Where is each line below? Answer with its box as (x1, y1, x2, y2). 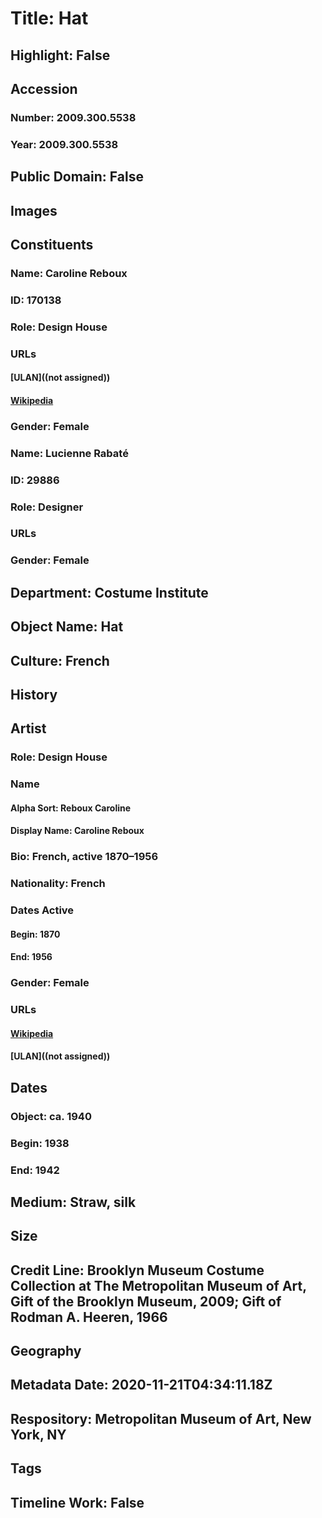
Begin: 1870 (10, 928, 61, 940)
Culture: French (10, 652, 110, 669)
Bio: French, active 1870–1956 (10, 850, 159, 864)
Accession (10, 80, 78, 97)
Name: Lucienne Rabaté (10, 446, 129, 460)
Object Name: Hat (10, 618, 124, 636)
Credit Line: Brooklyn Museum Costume (10, 1262, 265, 1279)
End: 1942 (10, 1163, 60, 1177)
